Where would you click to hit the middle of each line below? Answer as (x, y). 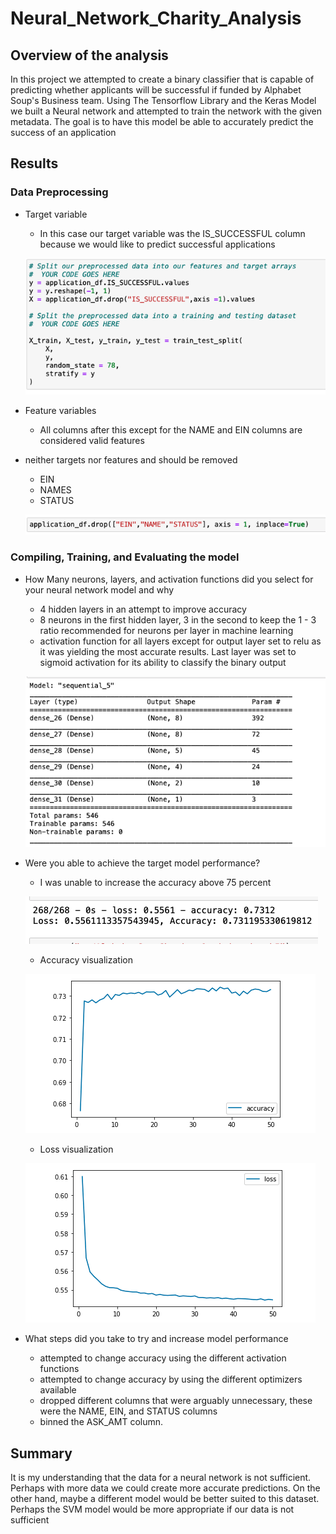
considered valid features (92, 441)
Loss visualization (76, 1149)
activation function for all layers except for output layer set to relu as (180, 641)
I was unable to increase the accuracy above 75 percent (155, 883)
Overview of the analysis (89, 55)
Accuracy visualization (86, 960)
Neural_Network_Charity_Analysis (156, 18)
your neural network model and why (99, 589)
